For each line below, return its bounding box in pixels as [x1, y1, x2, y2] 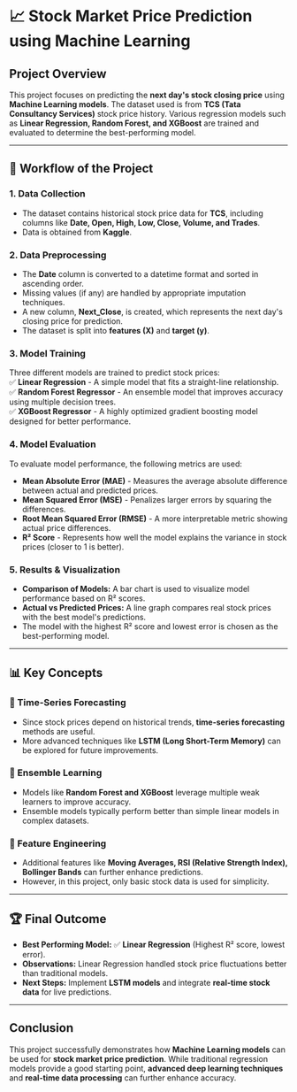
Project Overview [9, 66, 107, 81]
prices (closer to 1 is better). [21, 541, 125, 552]
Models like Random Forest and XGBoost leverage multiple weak [21, 787, 260, 797]
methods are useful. [21, 726, 95, 736]
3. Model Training [9, 347, 87, 359]
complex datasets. [21, 815, 90, 826]
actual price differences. [21, 522, 111, 533]
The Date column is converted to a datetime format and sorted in [21, 268, 259, 279]
